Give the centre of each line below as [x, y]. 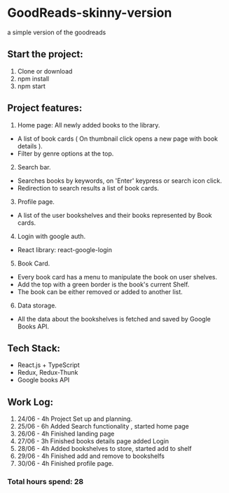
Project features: [45, 108]
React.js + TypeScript [48, 365]
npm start [31, 86]
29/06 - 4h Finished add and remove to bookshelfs [91, 456]
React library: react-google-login [65, 249]
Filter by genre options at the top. [65, 153]
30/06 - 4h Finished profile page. [65, 464]
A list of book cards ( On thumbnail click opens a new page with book [118, 139]
